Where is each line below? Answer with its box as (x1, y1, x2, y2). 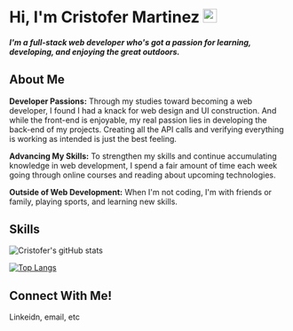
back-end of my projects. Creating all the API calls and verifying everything (9, 123, 284, 135)
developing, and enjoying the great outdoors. (9, 46, 180, 57)
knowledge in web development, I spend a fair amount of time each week (9, 160, 278, 170)
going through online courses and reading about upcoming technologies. (9, 169, 276, 180)
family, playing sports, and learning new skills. (9, 196, 178, 207)
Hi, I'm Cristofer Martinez (9, 7, 200, 28)
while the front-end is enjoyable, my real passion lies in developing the (9, 114, 267, 125)
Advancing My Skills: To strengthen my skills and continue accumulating (9, 150, 277, 162)
